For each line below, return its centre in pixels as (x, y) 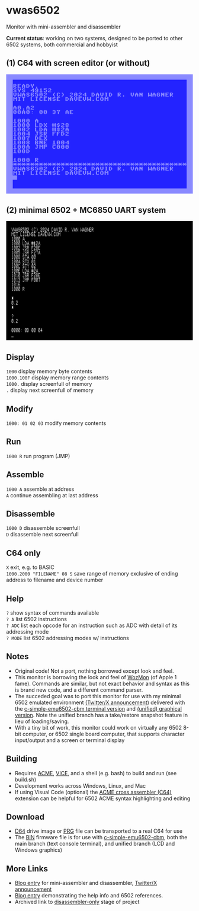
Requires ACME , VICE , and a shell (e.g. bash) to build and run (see (96, 773)
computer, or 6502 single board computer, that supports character (104, 734)
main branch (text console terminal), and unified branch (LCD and (95, 844)
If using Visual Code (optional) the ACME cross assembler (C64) (93, 792)
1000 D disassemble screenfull (43, 528)
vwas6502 (33, 10)
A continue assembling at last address (52, 495)
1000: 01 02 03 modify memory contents (56, 423)
